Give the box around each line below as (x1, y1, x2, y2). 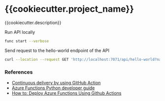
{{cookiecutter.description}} (4, 20, 62, 25)
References (4, 69, 33, 76)
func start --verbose (4, 38, 49, 44)
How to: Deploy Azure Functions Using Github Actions (11, 90, 122, 96)
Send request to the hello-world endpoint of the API (4, 48, 109, 53)
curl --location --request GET (4, 57, 69, 62)
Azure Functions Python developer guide (11, 85, 95, 91)
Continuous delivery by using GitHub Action (11, 79, 101, 85)
